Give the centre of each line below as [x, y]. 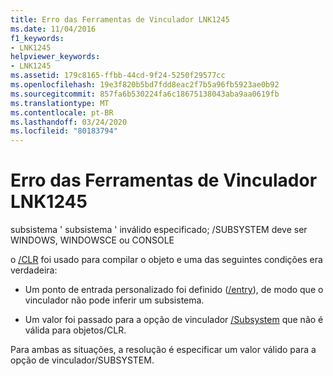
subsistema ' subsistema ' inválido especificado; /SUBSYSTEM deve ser [159, 230]
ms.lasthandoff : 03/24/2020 [69, 122]
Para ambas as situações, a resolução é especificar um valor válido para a [163, 350]
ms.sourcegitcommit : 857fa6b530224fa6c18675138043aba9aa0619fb [145, 94]
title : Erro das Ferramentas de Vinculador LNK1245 [120, 19]
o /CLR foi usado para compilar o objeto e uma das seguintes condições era [166, 260]
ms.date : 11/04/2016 [53, 29]
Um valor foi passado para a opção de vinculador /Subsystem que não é [174, 320]
